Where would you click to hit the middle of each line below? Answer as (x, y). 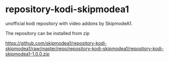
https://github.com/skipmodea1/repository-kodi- (56, 43)
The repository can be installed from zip (47, 33)
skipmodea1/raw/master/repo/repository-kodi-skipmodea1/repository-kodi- (84, 48)
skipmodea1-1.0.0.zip (27, 54)
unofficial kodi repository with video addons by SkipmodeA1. (69, 23)
